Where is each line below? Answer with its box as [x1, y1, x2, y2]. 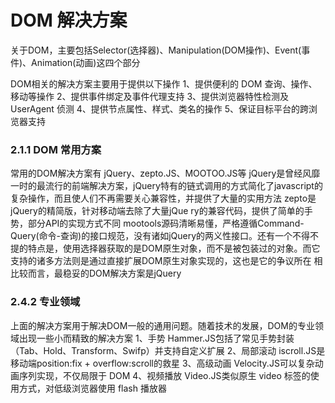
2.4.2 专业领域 [10, 295, 81, 309]
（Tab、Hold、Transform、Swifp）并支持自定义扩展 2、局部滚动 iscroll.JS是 [10, 344, 326, 356]
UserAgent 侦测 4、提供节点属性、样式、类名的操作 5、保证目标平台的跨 [10, 102, 310, 115]
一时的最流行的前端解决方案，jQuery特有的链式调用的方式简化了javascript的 [10, 180, 323, 192]
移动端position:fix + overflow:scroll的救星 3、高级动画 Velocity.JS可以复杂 [10, 357, 315, 369]
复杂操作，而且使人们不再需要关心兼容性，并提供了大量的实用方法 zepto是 [10, 192, 317, 205]
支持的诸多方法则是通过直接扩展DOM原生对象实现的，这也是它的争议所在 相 [10, 255, 323, 267]
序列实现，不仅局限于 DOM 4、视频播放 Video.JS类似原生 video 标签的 [18, 369, 311, 381]
